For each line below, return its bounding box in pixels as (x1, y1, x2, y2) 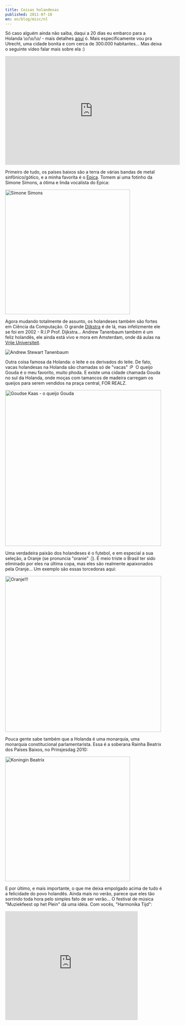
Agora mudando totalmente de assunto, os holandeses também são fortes (5, 318, 158, 324)
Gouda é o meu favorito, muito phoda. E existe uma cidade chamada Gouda (5, 370, 161, 376)
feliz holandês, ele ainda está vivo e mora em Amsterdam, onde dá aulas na (5, 334, 161, 340)
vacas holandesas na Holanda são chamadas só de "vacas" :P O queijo (5, 364, 153, 370)
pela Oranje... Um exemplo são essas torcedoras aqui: (5, 566, 116, 572)
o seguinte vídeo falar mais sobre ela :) (5, 46, 85, 52)
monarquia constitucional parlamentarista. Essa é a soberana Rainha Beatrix (5, 742, 162, 748)
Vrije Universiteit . (5, 340, 41, 346)
